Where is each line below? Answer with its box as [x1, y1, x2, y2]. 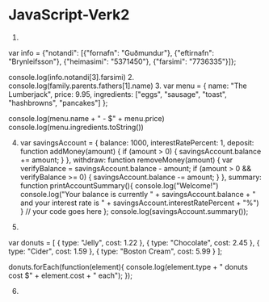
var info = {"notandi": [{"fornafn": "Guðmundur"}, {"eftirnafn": [8, 48, 215, 57]
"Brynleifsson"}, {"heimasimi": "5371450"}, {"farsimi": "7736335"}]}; [8, 57, 237, 66]
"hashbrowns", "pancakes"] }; [8, 98, 108, 107]
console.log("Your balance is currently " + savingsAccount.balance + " [19, 189, 256, 199]
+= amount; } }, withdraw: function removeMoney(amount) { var [19, 155, 233, 165]
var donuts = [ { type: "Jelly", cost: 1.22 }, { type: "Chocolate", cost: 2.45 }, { [8, 237, 260, 247]
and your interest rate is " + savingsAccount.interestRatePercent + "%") [19, 198, 260, 208]
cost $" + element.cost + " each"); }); [8, 271, 133, 280]
